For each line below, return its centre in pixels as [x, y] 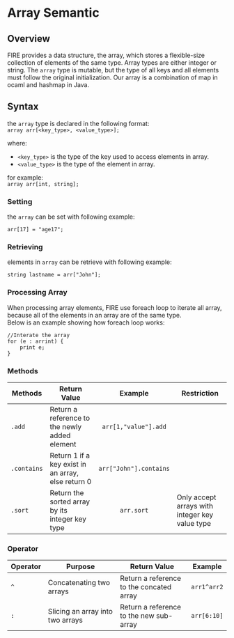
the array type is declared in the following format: [78, 123]
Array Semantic [53, 13]
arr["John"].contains [134, 468]
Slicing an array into [80, 612]
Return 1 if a [70, 456]
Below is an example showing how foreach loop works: [86, 322]
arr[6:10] [207, 616]
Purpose [80, 567]
